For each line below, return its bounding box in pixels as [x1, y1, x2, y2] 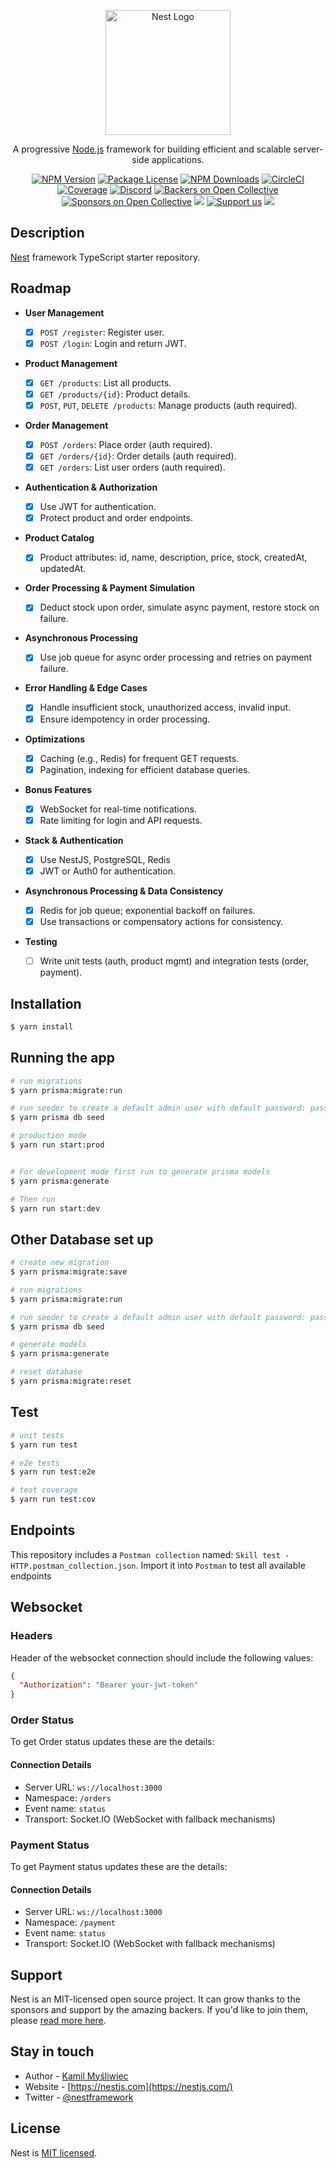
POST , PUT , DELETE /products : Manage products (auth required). [39, 399, 298, 411]
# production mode [10, 1131, 87, 1141]
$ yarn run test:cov [10, 1495, 97, 1505]
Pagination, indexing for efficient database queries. [39, 763, 251, 775]
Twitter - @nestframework [24, 2091, 134, 2103]
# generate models [10, 1340, 87, 1350]
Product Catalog [24, 532, 95, 544]
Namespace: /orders [24, 1791, 112, 1804]
